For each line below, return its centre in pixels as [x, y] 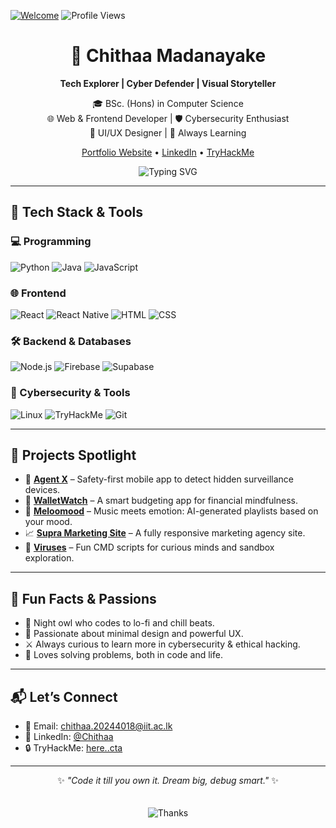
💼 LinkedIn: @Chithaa [69, 736]
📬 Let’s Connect [64, 696]
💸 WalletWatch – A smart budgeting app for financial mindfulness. [161, 501]
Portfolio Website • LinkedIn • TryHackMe [168, 152]
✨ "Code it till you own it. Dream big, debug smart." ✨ [168, 780]
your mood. [48, 522]
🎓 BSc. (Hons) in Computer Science [168, 103]
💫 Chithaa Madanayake [168, 56]
